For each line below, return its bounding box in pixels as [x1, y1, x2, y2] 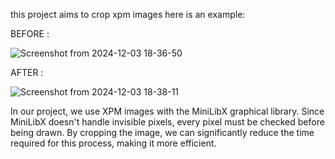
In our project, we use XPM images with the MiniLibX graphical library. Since [10, 105, 325, 117]
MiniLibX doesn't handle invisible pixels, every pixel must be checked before [10, 116, 325, 128]
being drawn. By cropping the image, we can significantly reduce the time [10, 127, 315, 138]
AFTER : [10, 67, 44, 78]
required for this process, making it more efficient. [10, 137, 217, 149]
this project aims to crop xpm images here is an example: [10, 9, 246, 20]
